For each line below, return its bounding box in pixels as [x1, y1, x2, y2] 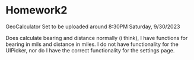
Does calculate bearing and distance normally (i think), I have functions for [5, 34, 188, 41]
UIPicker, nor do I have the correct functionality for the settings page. [5, 46, 175, 54]
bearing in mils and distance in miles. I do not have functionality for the [5, 41, 179, 48]
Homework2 [5, 4, 68, 17]
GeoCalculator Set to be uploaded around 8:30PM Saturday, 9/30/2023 [5, 23, 180, 30]
